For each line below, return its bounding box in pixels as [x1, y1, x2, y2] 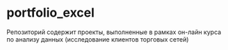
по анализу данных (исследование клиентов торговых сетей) [6, 35, 189, 43]
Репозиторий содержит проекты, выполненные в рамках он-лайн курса [6, 28, 222, 36]
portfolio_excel [6, 5, 95, 21]
